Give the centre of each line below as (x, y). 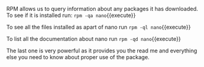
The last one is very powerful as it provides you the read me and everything (102, 51)
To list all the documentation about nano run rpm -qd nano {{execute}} (94, 39)
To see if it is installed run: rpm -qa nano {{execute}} (71, 15)
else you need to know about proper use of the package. (78, 57)
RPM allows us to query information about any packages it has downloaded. (102, 9)
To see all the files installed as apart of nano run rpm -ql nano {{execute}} (99, 27)
